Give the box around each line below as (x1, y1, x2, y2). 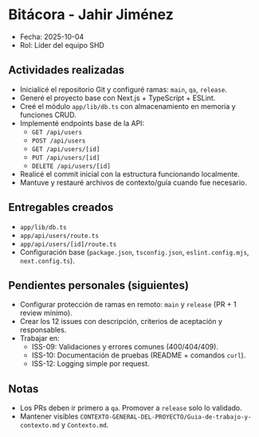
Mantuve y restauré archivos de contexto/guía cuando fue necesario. (19, 178, 247, 187)
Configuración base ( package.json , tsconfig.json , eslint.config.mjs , (19, 247, 249, 256)
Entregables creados (8, 201, 114, 214)
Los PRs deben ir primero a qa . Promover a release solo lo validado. (19, 404, 242, 413)
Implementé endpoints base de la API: (19, 118, 145, 128)
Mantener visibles (19, 412, 79, 421)
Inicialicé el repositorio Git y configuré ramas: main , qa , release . (19, 84, 227, 94)
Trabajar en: (19, 334, 60, 343)
